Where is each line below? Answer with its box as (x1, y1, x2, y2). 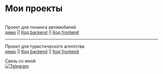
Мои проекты (5, 3, 63, 14)
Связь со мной (5, 58, 36, 64)
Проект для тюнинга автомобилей (5, 24, 76, 30)
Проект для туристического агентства (5, 43, 85, 49)
